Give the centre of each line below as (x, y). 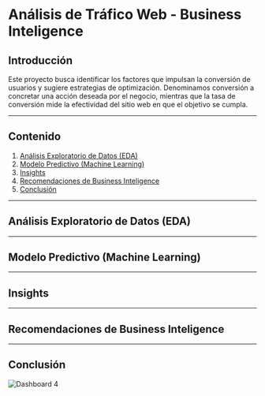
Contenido (35, 137)
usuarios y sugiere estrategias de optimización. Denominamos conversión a (131, 88)
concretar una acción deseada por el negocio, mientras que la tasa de (122, 96)
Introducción (41, 60)
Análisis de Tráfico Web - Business (125, 15)
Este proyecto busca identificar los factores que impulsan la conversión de (129, 79)
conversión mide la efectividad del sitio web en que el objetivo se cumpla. (128, 105)
